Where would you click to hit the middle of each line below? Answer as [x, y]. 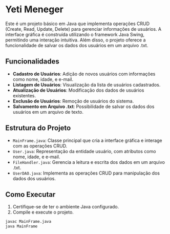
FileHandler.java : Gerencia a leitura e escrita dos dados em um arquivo [89, 162]
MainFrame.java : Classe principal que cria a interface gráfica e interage [87, 140]
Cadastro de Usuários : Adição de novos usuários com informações [84, 74]
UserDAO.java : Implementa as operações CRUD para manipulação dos [86, 173]
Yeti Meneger [35, 9]
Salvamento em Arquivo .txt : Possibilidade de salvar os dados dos [83, 107]
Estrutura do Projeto [38, 128]
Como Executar [30, 194]
